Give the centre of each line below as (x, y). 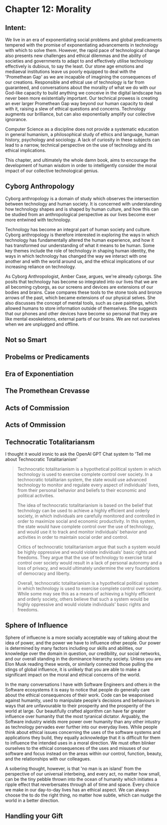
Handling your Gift (34, 816)
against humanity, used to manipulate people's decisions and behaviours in (82, 700)
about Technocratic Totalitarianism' (42, 459)
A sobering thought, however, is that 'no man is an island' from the (74, 768)
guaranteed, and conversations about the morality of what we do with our (81, 88)
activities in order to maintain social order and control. (73, 537)
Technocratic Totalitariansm (50, 442)
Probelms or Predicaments (47, 357)
